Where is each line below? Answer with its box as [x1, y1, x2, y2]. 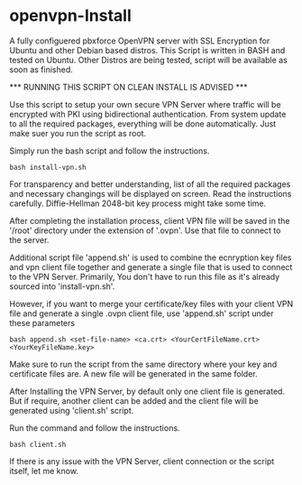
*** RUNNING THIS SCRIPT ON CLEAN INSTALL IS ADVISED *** [9, 81, 248, 92]
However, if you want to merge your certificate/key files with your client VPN [9, 298, 294, 309]
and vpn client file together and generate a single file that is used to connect [9, 261, 293, 272]
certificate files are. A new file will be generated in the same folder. [9, 368, 259, 379]
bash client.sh [9, 440, 67, 449]
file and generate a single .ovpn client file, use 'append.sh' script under [9, 308, 274, 319]
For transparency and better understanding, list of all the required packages [9, 178, 291, 190]
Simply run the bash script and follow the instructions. [9, 145, 210, 156]
